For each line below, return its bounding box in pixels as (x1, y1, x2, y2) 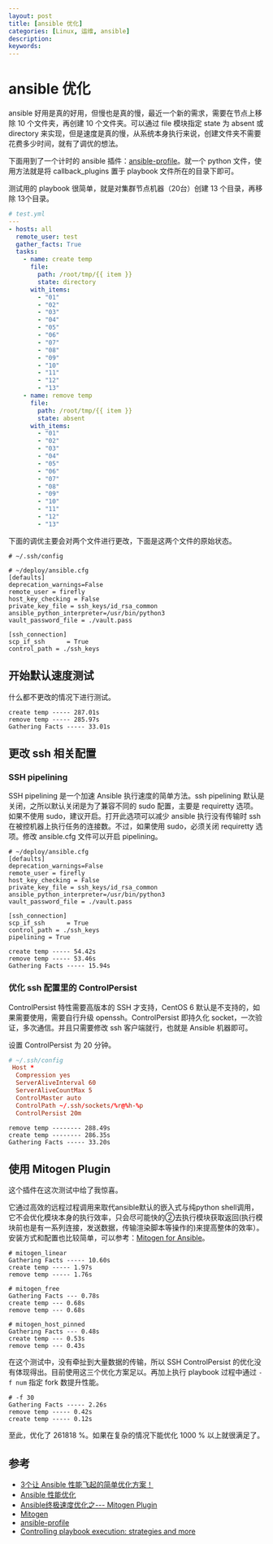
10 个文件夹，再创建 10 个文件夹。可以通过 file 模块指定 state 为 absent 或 (17, 119, 264, 129)
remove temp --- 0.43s (8, 1342, 85, 1350)
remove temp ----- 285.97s (8, 715, 100, 724)
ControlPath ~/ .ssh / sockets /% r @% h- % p (15, 1101, 144, 1109)
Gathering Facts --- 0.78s (8, 1292, 100, 1301)
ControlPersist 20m (15, 1109, 82, 1118)
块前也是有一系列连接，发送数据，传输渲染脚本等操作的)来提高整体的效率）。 (8, 1223, 264, 1233)
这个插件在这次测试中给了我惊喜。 (8, 1185, 123, 1195)
